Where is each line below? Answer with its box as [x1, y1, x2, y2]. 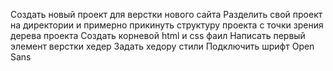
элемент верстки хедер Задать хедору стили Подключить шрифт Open [10, 40, 315, 52]
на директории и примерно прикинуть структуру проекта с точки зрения [10, 19, 324, 31]
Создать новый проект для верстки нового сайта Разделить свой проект [10, 9, 323, 20]
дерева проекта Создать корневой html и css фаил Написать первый [10, 30, 306, 41]
